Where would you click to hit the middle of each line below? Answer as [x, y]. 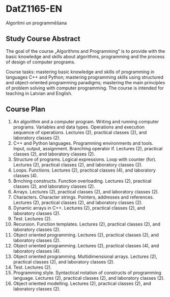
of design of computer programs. [41, 62]
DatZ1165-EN [34, 9]
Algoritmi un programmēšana [36, 23]
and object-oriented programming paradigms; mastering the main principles [86, 82]
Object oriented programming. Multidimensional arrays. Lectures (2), [85, 256]
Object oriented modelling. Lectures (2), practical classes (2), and [82, 283]
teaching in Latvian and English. [39, 93]
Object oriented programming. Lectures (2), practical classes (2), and [86, 235]
